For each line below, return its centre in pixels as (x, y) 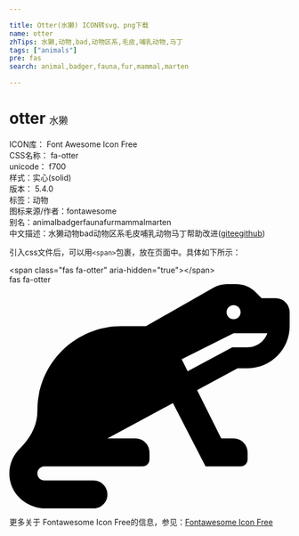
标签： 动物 (29, 199)
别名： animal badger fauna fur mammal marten (90, 222)
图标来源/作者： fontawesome (63, 211)
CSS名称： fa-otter (44, 155)
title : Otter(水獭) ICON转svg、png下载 (79, 25)
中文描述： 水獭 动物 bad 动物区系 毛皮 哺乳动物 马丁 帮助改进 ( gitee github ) (137, 233)
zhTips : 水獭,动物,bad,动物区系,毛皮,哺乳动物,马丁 (96, 42)
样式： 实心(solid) (40, 177)
